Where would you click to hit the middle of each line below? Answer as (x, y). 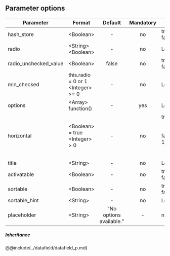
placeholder (22, 215)
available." (112, 221)
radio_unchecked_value (36, 63)
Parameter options (35, 8)
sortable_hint (23, 200)
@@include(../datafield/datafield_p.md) (46, 247)
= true (75, 132)
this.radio (79, 75)
